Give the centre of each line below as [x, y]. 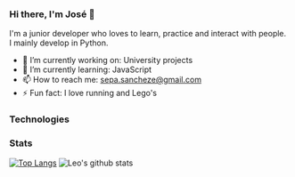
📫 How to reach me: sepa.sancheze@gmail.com [112, 80]
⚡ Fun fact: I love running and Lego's [90, 93]
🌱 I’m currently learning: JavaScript [87, 69]
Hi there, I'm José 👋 [52, 14]
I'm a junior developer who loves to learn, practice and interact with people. [148, 34]
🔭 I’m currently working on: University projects [107, 60]
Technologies [39, 119]
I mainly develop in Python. [59, 43]
